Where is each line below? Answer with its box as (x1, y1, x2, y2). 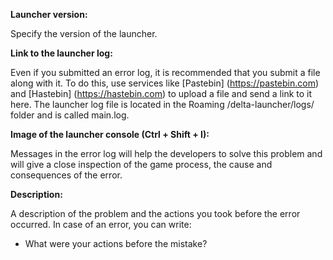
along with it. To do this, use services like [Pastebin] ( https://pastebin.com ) (10, 77, 320, 89)
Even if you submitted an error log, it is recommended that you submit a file (10, 67, 321, 78)
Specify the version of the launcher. (10, 28, 158, 39)
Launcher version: (10, 9, 88, 20)
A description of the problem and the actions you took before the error (10, 208, 301, 219)
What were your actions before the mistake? (24, 238, 208, 249)
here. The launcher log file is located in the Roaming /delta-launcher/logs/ (10, 99, 315, 110)
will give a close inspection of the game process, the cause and (10, 159, 273, 170)
